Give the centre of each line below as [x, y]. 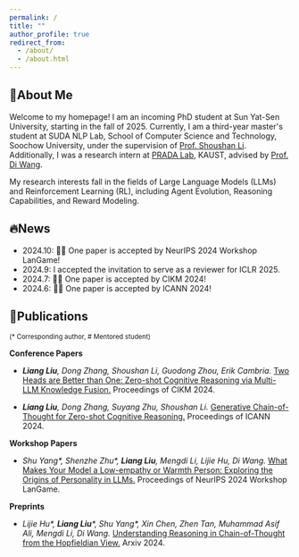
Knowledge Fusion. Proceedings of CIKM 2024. [128, 390]
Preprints [27, 507]
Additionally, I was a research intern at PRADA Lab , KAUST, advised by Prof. [149, 155]
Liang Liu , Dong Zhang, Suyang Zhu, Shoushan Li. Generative [137, 407]
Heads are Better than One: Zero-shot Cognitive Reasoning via [137, 380]
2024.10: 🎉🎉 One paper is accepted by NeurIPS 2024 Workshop [139, 250]
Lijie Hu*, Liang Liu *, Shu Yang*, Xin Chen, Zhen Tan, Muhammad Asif [151, 524]
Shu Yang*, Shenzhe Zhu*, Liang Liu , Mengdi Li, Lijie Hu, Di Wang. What [155, 460]
